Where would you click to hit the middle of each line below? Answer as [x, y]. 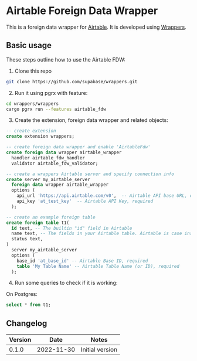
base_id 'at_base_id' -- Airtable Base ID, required [82, 261]
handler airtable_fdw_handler [48, 158]
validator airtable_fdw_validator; [55, 163]
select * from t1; [28, 305]
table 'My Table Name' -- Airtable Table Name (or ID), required [98, 266]
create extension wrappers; [40, 137]
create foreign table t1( [38, 223]
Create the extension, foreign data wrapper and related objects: [91, 120]
